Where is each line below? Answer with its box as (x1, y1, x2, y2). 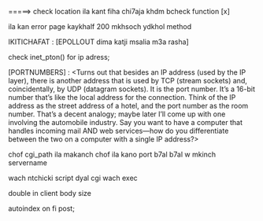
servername (8, 158, 47, 168)
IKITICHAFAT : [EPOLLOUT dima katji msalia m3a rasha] (8, 37, 189, 46)
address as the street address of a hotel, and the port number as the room (8, 101, 249, 110)
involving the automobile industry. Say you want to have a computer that (8, 118, 243, 127)
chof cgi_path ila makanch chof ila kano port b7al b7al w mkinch (8, 149, 217, 159)
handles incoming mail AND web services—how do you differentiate (8, 126, 229, 135)
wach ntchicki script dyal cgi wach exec (8, 173, 138, 182)
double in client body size (8, 189, 92, 197)
